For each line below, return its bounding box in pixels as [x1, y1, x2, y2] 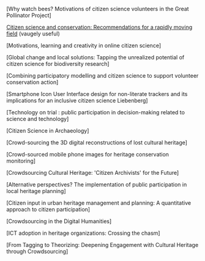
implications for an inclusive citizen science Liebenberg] [6, 97, 148, 104]
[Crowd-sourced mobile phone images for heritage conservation [6, 151, 170, 158]
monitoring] [6, 157, 35, 164]
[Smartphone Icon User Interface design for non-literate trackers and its [6, 90, 188, 97]
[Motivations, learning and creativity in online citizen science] [6, 42, 161, 49]
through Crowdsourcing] [6, 248, 69, 255]
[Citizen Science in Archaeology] [6, 127, 89, 134]
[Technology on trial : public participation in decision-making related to [6, 109, 185, 116]
